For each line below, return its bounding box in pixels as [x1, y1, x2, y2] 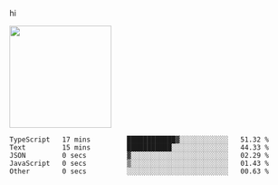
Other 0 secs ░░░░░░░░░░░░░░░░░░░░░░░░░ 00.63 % [9, 167, 270, 176]
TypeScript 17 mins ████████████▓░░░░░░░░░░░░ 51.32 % [9, 135, 270, 144]
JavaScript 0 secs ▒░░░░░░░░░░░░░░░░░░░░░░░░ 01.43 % [9, 159, 270, 168]
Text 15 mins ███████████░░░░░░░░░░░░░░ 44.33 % [9, 143, 270, 152]
